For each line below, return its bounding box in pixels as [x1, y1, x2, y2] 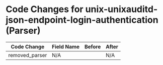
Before [84, 43, 101, 50]
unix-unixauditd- [85, 4, 158, 15]
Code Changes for [6, 4, 84, 15]
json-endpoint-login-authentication [6, 14, 158, 26]
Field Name [51, 43, 80, 50]
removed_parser [8, 51, 47, 58]
